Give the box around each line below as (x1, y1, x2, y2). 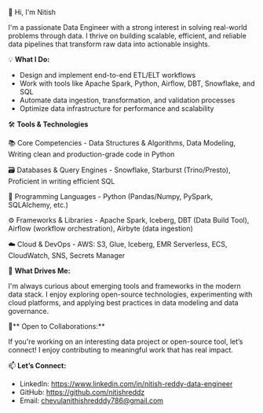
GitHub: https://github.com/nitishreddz (19, 388, 145, 396)
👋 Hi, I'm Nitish (8, 8, 57, 17)
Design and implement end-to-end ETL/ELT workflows (19, 71, 196, 79)
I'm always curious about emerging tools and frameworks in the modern (8, 282, 241, 290)
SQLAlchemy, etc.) (8, 201, 69, 209)
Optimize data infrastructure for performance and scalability (19, 104, 214, 113)
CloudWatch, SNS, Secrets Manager (8, 251, 126, 260)
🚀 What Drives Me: (8, 266, 71, 275)
